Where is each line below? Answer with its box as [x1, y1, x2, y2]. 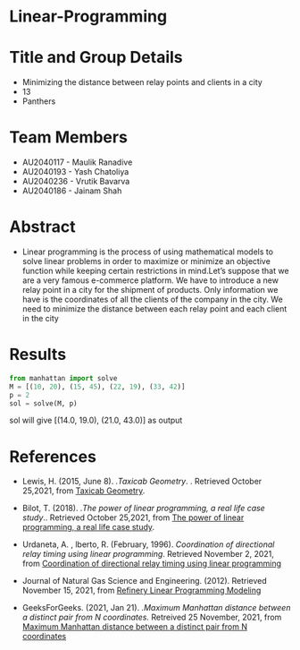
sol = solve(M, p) [9, 398, 78, 408]
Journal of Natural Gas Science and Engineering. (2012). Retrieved [21, 576, 268, 586]
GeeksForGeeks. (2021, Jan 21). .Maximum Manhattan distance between [21, 603, 291, 613]
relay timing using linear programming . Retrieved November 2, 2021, [21, 549, 275, 560]
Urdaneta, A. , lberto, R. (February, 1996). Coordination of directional [21, 539, 275, 550]
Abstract [9, 217, 76, 237]
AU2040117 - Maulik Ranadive [21, 157, 133, 167]
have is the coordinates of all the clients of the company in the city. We [21, 294, 283, 304]
